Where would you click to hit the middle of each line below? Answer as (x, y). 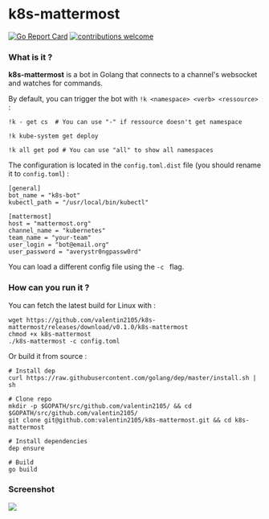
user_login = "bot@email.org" (59, 245)
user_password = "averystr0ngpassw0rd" (75, 252)
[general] (25, 189)
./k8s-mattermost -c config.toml (64, 341)
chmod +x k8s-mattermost (50, 334)
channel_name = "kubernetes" (57, 231)
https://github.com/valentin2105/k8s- (91, 320)
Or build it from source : (48, 356)
